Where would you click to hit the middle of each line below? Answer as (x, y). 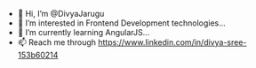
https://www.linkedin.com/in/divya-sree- (172, 42)
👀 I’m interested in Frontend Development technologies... (122, 23)
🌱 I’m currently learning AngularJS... (84, 32)
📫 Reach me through (56, 42)
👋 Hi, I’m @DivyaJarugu (61, 14)
